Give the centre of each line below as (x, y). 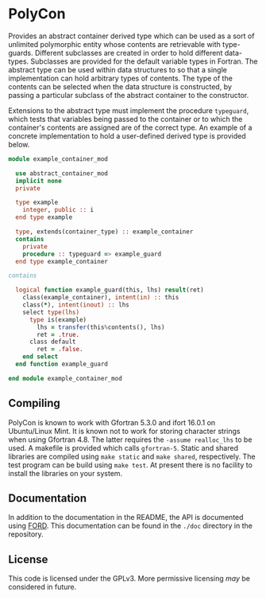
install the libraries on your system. (66, 473)
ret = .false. (60, 350)
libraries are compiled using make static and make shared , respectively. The (132, 456)
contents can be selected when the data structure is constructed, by (120, 86)
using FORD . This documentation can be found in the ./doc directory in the (130, 526)
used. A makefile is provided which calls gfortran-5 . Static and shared (123, 448)
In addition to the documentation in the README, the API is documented (126, 518)
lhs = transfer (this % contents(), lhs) (101, 327)
